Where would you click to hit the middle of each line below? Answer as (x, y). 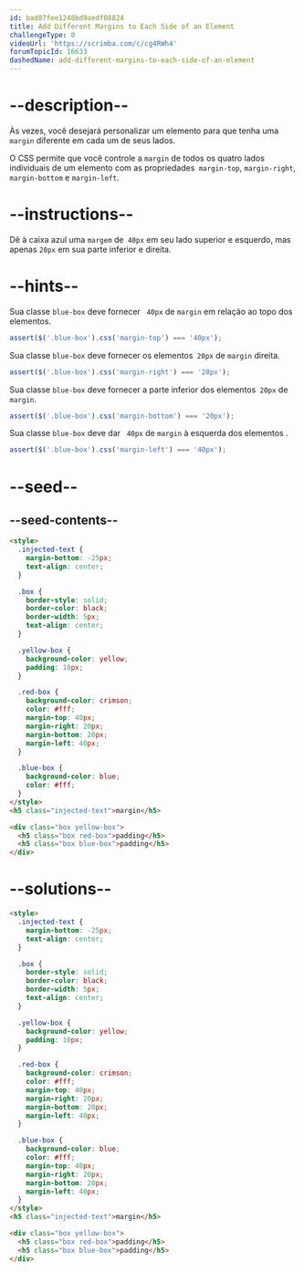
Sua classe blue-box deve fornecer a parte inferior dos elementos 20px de (149, 390)
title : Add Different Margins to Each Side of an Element (122, 26)
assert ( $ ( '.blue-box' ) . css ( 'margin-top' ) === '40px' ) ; (116, 338)
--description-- (69, 105)
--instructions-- (72, 214)
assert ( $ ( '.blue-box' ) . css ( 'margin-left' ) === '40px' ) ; (118, 450)
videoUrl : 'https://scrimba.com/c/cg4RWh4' (94, 43)
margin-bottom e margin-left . (64, 177)
